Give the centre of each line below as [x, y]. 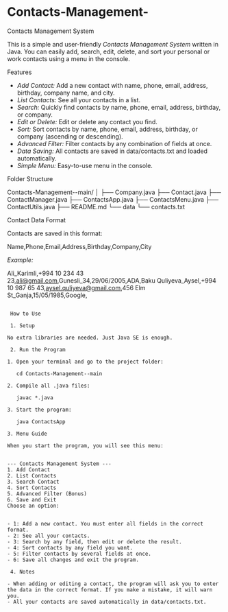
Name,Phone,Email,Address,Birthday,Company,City [79, 246]
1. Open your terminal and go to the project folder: [86, 362]
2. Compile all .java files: [49, 386]
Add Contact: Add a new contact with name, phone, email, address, [112, 85]
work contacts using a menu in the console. [68, 58]
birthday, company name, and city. [66, 93]
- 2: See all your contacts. [49, 536]
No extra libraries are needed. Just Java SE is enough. [90, 338]
